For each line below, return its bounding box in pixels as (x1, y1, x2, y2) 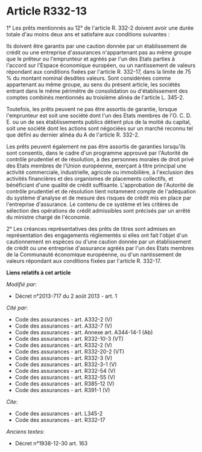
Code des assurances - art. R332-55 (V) (14, 373, 116, 381)
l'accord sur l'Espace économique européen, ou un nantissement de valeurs (6, 62, 196, 69)
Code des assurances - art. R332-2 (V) (14, 341, 113, 349)
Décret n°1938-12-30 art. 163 (14, 439, 88, 447)
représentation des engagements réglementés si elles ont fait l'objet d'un (6, 231, 188, 239)
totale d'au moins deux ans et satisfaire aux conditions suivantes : (6, 30, 170, 37)
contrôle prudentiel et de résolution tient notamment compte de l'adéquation (6, 187, 196, 195)
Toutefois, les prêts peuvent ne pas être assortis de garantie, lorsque (6, 105, 178, 112)
